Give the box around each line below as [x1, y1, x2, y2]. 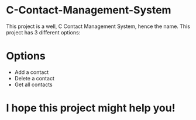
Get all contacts [14, 81, 53, 88]
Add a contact [14, 68, 49, 76]
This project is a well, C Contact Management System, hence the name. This [6, 23, 190, 30]
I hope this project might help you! [6, 101, 176, 115]
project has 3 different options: [6, 29, 81, 36]
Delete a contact [14, 75, 54, 82]
